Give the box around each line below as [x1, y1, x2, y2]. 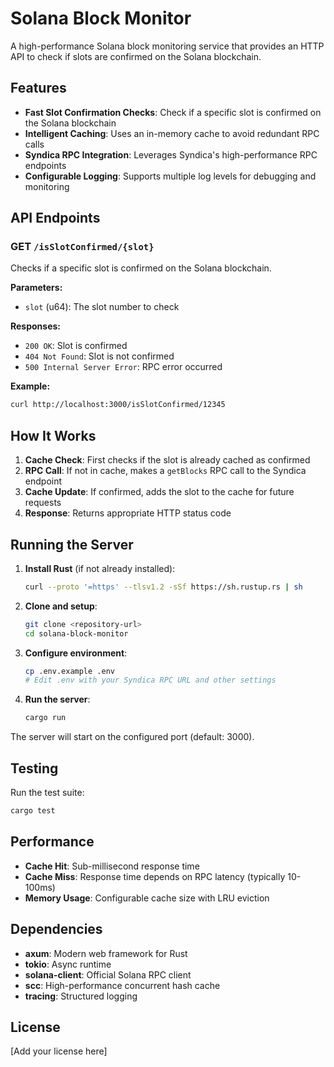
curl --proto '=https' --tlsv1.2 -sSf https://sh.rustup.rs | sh [24, 582, 303, 592]
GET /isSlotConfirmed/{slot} [10, 240, 155, 254]
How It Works [10, 427, 97, 444]
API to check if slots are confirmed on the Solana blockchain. [10, 50, 262, 62]
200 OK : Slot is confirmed [24, 340, 128, 352]
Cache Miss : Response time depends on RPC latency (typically [24, 870, 286, 882]
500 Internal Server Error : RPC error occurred [24, 361, 223, 373]
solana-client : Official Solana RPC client [24, 968, 192, 981]
